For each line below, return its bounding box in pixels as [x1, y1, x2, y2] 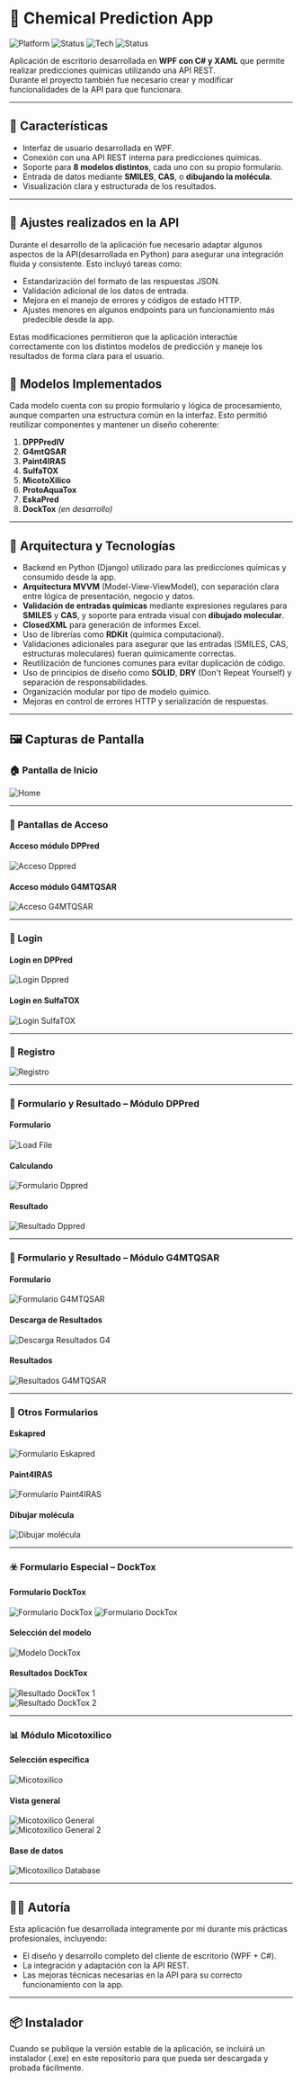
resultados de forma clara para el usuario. [9, 350, 164, 361]
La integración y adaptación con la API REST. [22, 1961, 190, 1971]
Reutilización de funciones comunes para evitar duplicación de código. [22, 658, 286, 669]
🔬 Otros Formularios [9, 1405, 99, 1418]
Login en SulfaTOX [9, 994, 80, 1006]
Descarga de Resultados [9, 1315, 103, 1325]
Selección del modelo [9, 1628, 92, 1638]
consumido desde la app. [22, 571, 117, 583]
